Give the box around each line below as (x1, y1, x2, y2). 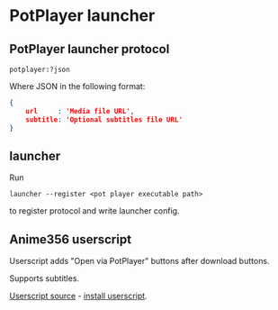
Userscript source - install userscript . (9, 290, 148, 302)
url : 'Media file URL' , (25, 106, 135, 115)
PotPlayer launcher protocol (9, 41, 170, 57)
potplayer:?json (9, 65, 70, 74)
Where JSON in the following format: (9, 81, 146, 91)
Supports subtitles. (9, 273, 79, 284)
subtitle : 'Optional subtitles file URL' (25, 114, 183, 124)
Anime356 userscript (9, 232, 132, 247)
